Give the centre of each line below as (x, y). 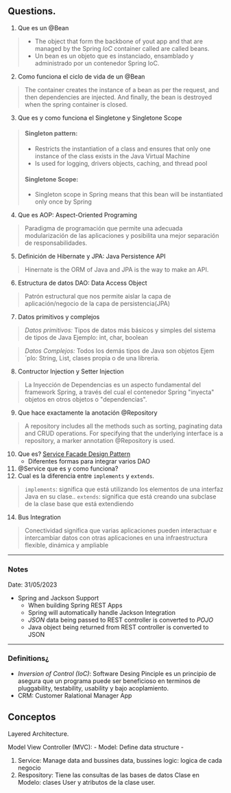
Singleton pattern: (51, 133)
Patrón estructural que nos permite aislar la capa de (98, 296)
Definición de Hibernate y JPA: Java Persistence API (92, 257)
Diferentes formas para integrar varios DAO (89, 461)
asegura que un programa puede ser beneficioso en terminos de (109, 681)
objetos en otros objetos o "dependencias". (86, 400)
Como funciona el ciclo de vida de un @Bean (81, 76)
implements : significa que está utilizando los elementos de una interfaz (124, 489)
